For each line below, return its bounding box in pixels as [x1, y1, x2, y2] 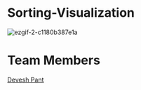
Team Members [7, 52, 100, 68]
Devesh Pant [7, 75, 44, 84]
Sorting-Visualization [7, 5, 135, 21]
